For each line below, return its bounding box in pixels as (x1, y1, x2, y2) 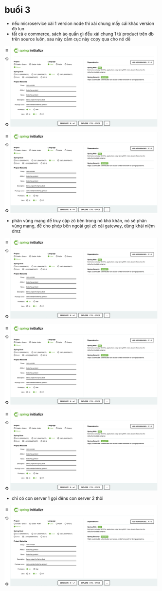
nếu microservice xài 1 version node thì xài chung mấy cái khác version (11, 20, 154, 26)
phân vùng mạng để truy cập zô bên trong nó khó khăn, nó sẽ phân (11, 217, 147, 223)
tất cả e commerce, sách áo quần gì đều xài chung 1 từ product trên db (11, 31, 154, 37)
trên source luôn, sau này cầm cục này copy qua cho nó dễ (11, 36, 131, 42)
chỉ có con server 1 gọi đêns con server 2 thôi (11, 495, 104, 501)
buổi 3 (4, 4, 31, 16)
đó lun (11, 25, 25, 31)
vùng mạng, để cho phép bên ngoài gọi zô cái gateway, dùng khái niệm (11, 223, 155, 229)
